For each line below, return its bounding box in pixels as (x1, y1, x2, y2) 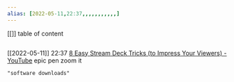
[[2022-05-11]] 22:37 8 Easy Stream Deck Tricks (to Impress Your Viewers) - (7, 49, 227, 57)
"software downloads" (7, 69, 70, 76)
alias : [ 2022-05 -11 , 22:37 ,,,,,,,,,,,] (7, 10, 120, 17)
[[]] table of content (7, 29, 64, 38)
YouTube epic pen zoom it (7, 56, 82, 65)
